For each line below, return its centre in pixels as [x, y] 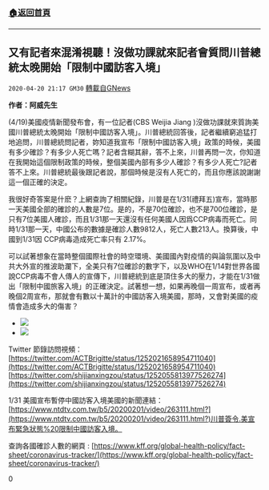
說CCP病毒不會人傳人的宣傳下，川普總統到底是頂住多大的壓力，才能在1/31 [131, 276]
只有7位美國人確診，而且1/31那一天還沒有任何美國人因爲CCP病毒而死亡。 [129, 219]
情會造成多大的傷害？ [43, 307]
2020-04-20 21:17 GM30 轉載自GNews [70, 88]
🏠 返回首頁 [30, 12]
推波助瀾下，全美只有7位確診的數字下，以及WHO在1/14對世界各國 [151, 267]
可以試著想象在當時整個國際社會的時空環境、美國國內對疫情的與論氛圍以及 [131, 256]
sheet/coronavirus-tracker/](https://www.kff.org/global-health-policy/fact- [131, 455]
